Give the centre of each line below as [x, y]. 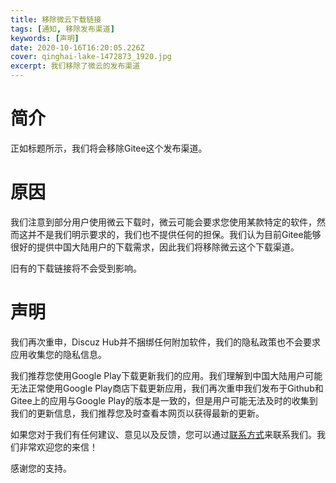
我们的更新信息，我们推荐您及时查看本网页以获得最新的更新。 [137, 413]
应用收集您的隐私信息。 [58, 354]
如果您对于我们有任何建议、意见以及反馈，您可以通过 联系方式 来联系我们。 [163, 434]
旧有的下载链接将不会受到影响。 [76, 268]
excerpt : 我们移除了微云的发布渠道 [75, 66]
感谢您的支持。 [41, 468]
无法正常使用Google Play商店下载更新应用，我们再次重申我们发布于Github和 [167, 388]
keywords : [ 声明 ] [45, 38]
